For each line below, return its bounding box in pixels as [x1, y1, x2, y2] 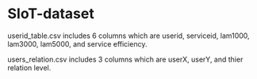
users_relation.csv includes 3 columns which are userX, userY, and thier [7, 55, 244, 64]
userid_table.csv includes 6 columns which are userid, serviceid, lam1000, [7, 31, 251, 40]
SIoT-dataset [7, 5, 94, 23]
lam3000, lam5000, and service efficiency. [7, 39, 148, 48]
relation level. [7, 62, 52, 72]
